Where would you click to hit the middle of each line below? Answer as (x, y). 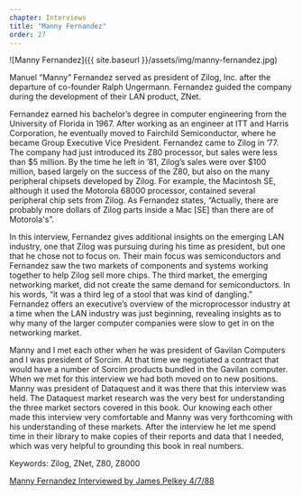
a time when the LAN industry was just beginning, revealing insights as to (146, 314)
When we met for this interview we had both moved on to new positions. (144, 379)
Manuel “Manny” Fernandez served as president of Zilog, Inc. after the (140, 78)
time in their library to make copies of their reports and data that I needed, (146, 436)
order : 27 (28, 34)
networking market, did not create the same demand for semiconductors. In (150, 285)
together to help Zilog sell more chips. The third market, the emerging (138, 275)
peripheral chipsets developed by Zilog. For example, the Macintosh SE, (143, 181)
